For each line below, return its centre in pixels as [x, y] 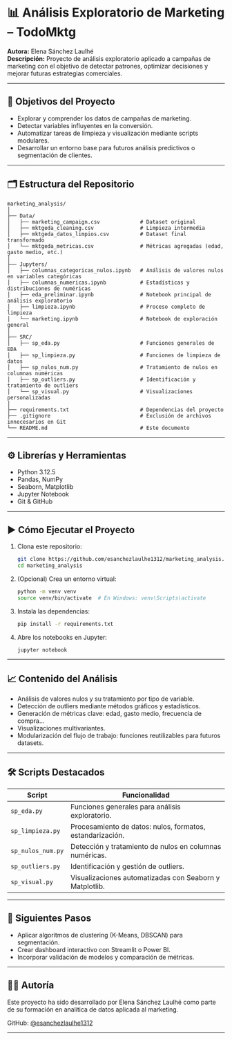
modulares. [33, 140]
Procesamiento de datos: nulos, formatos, [138, 827]
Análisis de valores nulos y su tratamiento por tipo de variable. [106, 699]
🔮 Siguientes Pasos [49, 918]
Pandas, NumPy [40, 479]
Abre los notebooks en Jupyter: [62, 637]
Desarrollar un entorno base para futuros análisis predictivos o [106, 147]
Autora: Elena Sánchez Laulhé [50, 51]
